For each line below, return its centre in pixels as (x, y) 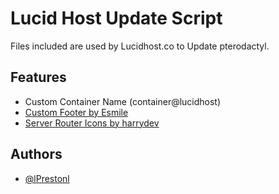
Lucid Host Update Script (116, 18)
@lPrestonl (47, 178)
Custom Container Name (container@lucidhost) (123, 101)
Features (38, 77)
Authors (36, 154)
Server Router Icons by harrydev (92, 123)
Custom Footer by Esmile (76, 112)
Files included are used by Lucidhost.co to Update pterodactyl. (140, 46)
